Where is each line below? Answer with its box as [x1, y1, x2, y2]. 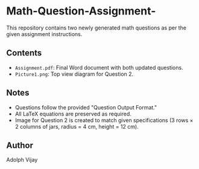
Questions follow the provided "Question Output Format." [14, 103, 157, 111]
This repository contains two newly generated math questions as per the [6, 24, 187, 31]
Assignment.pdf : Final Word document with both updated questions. [14, 64, 183, 71]
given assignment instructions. [6, 30, 83, 37]
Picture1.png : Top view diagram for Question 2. [14, 70, 134, 78]
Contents [6, 48, 42, 58]
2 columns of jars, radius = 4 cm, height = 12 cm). [14, 123, 139, 130]
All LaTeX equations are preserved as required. [14, 110, 131, 117]
